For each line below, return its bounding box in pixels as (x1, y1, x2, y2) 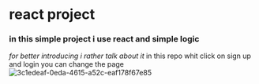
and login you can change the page (9, 60, 125, 69)
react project (9, 5, 96, 24)
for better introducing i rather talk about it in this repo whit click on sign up (9, 51, 252, 60)
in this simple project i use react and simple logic (9, 34, 200, 45)
